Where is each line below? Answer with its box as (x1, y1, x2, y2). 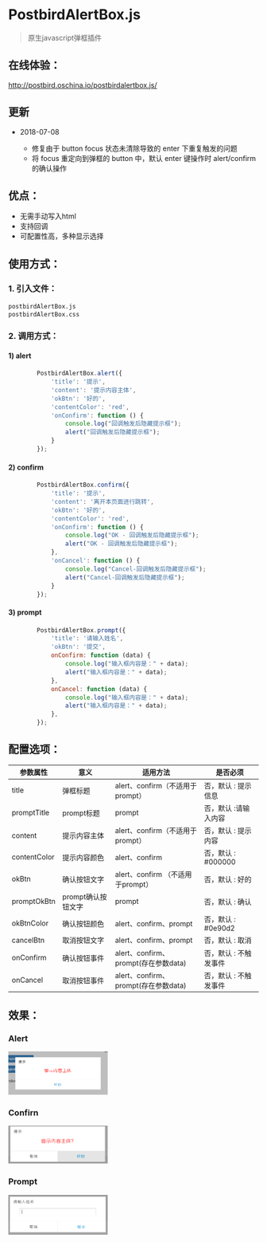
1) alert (8, 351, 32, 360)
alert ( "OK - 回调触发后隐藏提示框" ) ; (64, 540, 178, 548)
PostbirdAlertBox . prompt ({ (37, 626, 126, 635)
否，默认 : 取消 (203, 935, 252, 945)
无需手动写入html (19, 211, 77, 221)
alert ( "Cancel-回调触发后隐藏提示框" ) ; (64, 573, 185, 581)
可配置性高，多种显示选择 (19, 231, 104, 241)
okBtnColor (11, 918, 49, 928)
